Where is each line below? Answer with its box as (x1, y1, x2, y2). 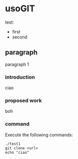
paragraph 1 (5, 61, 29, 67)
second (12, 34, 28, 40)
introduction (5, 73, 35, 80)
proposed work (5, 97, 42, 104)
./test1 (5, 141, 21, 146)
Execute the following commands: (5, 131, 73, 138)
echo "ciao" (5, 150, 29, 155)
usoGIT (5, 3, 35, 14)
